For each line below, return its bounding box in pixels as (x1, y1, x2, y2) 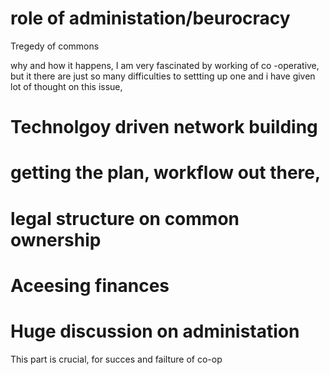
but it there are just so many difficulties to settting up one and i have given (10, 70, 316, 82)
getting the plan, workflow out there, (10, 162, 322, 184)
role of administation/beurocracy (10, 7, 291, 30)
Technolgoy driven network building (10, 116, 318, 139)
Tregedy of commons (10, 40, 100, 52)
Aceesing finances (10, 274, 170, 297)
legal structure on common (10, 207, 240, 230)
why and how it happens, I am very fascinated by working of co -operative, (10, 59, 320, 71)
